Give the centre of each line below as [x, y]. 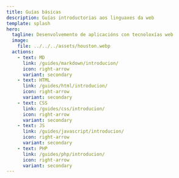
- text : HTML [34, 80]
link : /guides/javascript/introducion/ [73, 132]
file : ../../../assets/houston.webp [64, 46]
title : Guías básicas [34, 12]
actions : [23, 52]
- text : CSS [32, 103]
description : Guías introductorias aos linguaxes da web [80, 18]
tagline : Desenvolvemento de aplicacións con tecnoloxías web [93, 35]
